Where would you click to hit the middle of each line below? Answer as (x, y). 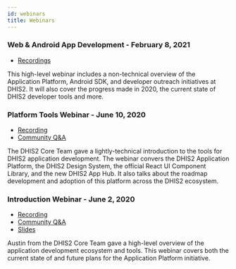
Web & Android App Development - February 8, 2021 (99, 45)
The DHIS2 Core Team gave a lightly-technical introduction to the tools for (115, 151)
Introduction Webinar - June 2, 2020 (71, 199)
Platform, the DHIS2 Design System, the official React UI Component (107, 166)
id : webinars (26, 14)
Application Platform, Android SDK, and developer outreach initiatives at (112, 81)
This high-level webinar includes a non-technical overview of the (101, 74)
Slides (26, 230)
